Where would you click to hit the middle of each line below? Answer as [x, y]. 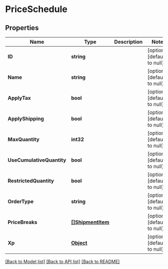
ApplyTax [19, 98]
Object [79, 243]
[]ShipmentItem [90, 222]
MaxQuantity [24, 139]
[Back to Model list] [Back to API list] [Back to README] [62, 261]
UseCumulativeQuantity [37, 160]
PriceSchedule [36, 9]
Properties [22, 28]
